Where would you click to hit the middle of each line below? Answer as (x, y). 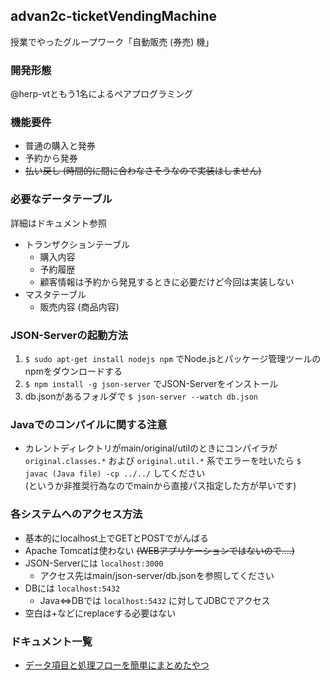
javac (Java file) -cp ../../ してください (115, 473)
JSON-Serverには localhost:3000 (94, 563)
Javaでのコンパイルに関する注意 (89, 424)
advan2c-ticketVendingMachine (113, 16)
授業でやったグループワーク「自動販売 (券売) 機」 (112, 41)
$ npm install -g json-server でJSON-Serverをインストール (151, 383)
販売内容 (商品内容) (79, 306)
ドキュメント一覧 (51, 641)
